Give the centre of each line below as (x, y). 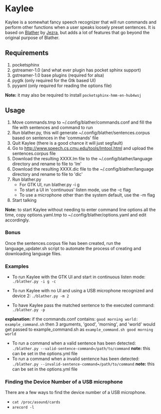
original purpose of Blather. (32, 38)
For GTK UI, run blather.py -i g (49, 184)
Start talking (24, 200)
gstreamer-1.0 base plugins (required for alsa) (58, 75)
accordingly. (18, 220)
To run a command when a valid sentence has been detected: (74, 343)
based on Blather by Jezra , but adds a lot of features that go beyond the (77, 32)
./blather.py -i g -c (34, 282)
